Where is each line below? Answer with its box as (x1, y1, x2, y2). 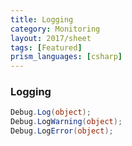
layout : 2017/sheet (10, 33, 92, 43)
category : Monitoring (10, 24, 101, 34)
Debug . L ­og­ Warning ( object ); (10, 117, 123, 127)
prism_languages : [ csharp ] (10, 52, 123, 62)
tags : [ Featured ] (10, 42, 83, 53)
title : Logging (10, 14, 74, 25)
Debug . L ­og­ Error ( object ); (10, 126, 114, 136)
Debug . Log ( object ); (10, 107, 92, 118)
